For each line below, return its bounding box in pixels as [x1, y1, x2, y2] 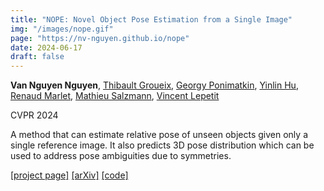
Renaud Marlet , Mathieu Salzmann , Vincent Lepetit [10, 90, 220, 102]
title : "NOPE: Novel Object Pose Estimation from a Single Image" [10, 14, 293, 25]
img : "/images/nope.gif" [10, 24, 114, 34]
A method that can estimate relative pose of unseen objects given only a [10, 129, 308, 141]
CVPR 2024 [10, 109, 59, 121]
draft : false [10, 52, 65, 62]
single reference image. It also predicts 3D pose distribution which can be [10, 139, 315, 151]
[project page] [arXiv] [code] [10, 169, 129, 181]
